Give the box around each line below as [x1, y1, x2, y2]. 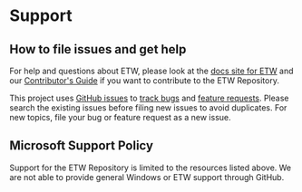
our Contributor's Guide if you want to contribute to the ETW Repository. [9, 75, 279, 86]
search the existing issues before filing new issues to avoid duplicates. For [9, 102, 287, 113]
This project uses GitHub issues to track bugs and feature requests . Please [9, 92, 289, 103]
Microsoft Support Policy [9, 138, 154, 154]
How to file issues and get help [9, 42, 187, 57]
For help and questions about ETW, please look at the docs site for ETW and [9, 65, 294, 76]
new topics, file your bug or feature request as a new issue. [9, 112, 231, 122]
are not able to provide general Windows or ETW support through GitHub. [9, 171, 285, 182]
